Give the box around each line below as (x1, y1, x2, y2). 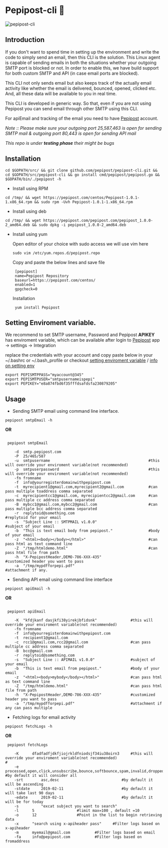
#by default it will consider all (5, 773, 77, 778)
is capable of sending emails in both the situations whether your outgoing (5, 60, 156, 66)
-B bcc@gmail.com (14, 649, 52, 654)
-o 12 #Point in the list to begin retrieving (14, 812, 162, 818)
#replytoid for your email (5, 515, 61, 520)
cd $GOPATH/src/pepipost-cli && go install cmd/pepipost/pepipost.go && (5, 172, 160, 177)
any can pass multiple (5, 706, 52, 711)
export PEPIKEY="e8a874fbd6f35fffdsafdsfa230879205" (5, 381, 117, 386)
